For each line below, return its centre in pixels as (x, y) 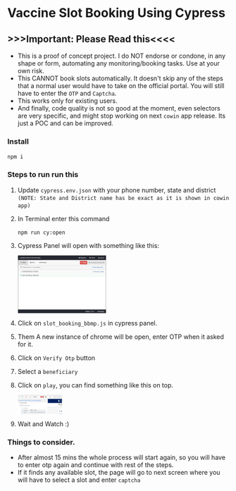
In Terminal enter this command (63, 218)
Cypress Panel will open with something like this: (88, 245)
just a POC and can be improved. (66, 123)
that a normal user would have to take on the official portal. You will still (121, 86)
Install (18, 141)
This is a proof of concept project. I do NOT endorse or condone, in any (122, 56)
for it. (25, 344)
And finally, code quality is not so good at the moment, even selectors (119, 108)
